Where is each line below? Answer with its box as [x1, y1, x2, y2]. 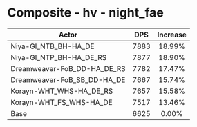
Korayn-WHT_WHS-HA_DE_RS [10, 86, 113, 96]
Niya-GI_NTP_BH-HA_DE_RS [10, 52, 107, 62]
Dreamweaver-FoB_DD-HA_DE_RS [10, 63, 126, 73]
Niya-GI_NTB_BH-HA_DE [10, 41, 95, 51]
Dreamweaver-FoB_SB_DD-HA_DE [10, 75, 126, 84]
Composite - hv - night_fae [7, 5, 164, 21]
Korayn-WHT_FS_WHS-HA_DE [10, 97, 113, 107]
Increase [157, 30, 187, 39]
